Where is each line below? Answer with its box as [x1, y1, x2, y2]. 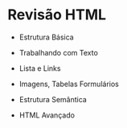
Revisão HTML [7, 6, 106, 24]
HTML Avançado [18, 110, 76, 120]
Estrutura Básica [18, 32, 74, 42]
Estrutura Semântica [18, 94, 88, 104]
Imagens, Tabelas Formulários [18, 79, 120, 89]
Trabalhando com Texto [18, 47, 98, 57]
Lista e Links [18, 63, 61, 73]
